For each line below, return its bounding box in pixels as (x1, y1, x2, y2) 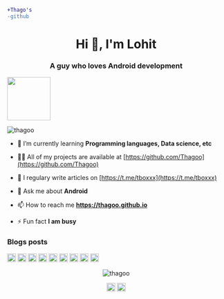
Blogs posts (7, 237, 48, 247)
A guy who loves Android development (49, 61, 183, 71)
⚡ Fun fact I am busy (17, 217, 77, 226)
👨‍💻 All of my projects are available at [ (17, 153, 126, 161)
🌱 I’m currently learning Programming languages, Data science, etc (17, 139, 212, 148)
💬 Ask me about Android (17, 187, 88, 195)
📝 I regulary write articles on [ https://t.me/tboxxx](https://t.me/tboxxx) (17, 174, 217, 182)
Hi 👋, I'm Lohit (75, 36, 157, 52)
